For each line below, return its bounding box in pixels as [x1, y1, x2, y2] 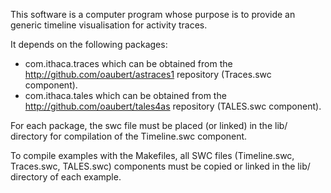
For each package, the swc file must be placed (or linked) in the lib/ [10, 120, 288, 131]
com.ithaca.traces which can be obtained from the [24, 58, 233, 69]
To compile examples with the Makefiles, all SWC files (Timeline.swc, [10, 150, 295, 161]
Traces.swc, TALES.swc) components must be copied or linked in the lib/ [10, 160, 311, 172]
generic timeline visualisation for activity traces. [10, 19, 208, 31]
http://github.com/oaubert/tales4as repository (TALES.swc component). [24, 100, 322, 112]
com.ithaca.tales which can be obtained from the [24, 90, 227, 101]
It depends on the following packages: [10, 39, 168, 50]
